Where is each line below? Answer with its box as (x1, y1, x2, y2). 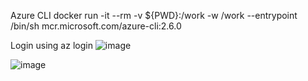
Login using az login (10, 40, 93, 51)
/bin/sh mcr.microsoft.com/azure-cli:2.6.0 (10, 20, 182, 32)
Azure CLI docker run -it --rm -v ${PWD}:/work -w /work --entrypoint (10, 10, 298, 21)
